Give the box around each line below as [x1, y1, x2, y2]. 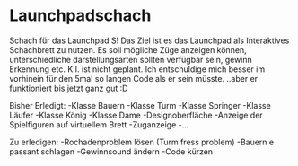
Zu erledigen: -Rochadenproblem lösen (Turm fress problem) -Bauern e [9, 136, 275, 147]
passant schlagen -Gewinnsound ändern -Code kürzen [9, 145, 214, 157]
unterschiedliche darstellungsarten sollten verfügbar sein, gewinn [9, 54, 253, 65]
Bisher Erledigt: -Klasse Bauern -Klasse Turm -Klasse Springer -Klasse [9, 100, 271, 110]
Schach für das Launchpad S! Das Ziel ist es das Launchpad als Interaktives [9, 35, 290, 46]
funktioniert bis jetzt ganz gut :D [9, 83, 128, 93]
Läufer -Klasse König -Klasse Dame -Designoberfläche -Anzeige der [9, 109, 263, 120]
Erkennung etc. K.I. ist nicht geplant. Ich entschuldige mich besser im [9, 64, 266, 74]
